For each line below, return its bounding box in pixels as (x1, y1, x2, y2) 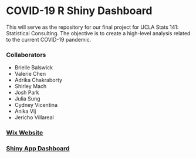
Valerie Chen (14, 70, 46, 78)
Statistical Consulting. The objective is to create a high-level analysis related (6, 29, 191, 36)
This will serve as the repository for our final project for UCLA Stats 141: (6, 23, 179, 31)
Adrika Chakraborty (14, 76, 63, 83)
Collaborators (6, 51, 46, 59)
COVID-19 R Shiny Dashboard (6, 4, 153, 18)
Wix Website (6, 129, 43, 137)
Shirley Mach (14, 83, 47, 90)
